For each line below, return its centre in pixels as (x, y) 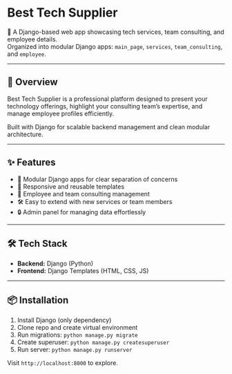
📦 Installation (38, 300)
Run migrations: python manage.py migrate (77, 335)
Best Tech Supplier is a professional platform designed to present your (107, 99)
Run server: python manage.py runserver (75, 350)
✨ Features (31, 163)
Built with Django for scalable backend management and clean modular (109, 127)
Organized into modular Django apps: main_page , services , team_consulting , (115, 46)
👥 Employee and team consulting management (83, 194)
